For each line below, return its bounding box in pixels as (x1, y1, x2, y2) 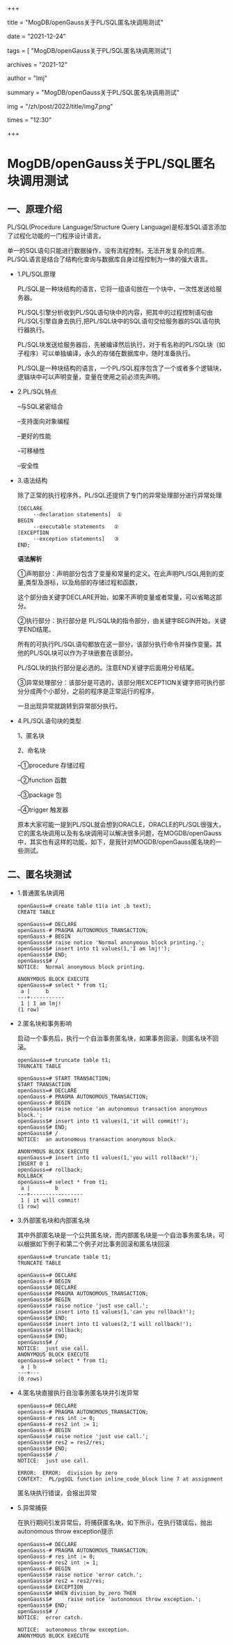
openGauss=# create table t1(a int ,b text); (17, 902, 152, 909)
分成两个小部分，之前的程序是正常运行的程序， (23, 687, 158, 695)
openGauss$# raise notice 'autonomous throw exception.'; (17, 1596, 202, 1602)
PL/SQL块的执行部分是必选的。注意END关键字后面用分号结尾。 (17, 663, 198, 672)
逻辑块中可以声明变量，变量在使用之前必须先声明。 (17, 373, 164, 380)
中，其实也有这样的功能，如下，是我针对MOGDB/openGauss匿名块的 (17, 837, 216, 846)
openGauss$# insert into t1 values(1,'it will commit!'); (17, 1118, 189, 1125)
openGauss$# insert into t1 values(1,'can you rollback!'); (17, 1308, 195, 1315)
